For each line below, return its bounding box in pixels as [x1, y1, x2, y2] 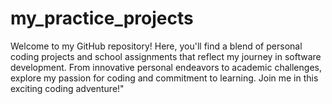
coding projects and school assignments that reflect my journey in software [10, 50, 322, 62]
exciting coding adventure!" [10, 82, 125, 94]
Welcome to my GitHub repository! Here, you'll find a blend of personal [10, 40, 303, 52]
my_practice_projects [10, 7, 194, 30]
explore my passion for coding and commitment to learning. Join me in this [10, 72, 319, 84]
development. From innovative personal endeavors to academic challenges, [10, 61, 322, 73]
